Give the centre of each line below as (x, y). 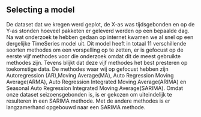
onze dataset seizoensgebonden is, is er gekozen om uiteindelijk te (89, 94)
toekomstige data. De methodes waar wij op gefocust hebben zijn (88, 69)
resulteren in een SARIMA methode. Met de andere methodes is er (88, 101)
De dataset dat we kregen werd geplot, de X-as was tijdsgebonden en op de (100, 24)
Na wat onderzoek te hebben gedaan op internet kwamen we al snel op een (100, 37)
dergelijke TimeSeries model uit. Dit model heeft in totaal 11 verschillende (96, 43)
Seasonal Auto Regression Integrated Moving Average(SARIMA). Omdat (95, 88)
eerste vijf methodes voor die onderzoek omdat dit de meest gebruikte (94, 56)
